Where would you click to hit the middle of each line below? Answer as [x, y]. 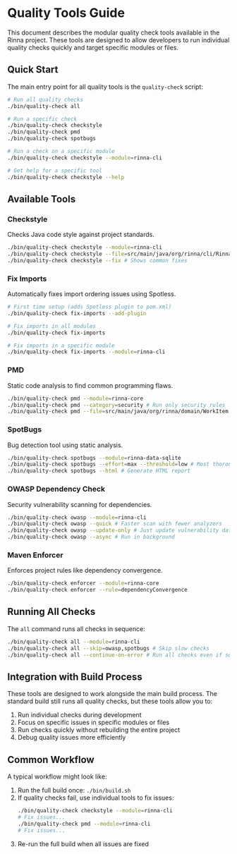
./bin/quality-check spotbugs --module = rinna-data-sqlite [94, 458]
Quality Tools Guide [66, 13]
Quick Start [33, 69]
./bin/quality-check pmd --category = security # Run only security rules [116, 405]
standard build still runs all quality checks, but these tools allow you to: [110, 701]
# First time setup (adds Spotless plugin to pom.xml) [90, 307]
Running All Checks [51, 612]
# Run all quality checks [45, 99]
